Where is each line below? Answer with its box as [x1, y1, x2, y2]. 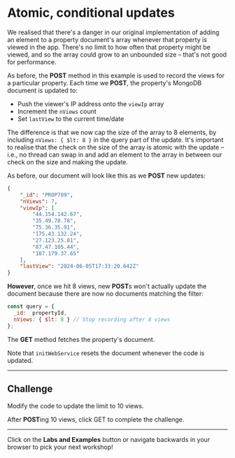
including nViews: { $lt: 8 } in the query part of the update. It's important [7, 135, 224, 144]
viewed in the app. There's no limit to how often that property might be [7, 43, 211, 51]
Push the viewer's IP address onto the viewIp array [17, 99, 164, 108]
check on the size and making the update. [7, 157, 128, 166]
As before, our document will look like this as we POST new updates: [7, 171, 206, 180]
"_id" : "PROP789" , [20, 191, 73, 199]
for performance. [7, 57, 57, 66]
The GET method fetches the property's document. [7, 335, 155, 343]
